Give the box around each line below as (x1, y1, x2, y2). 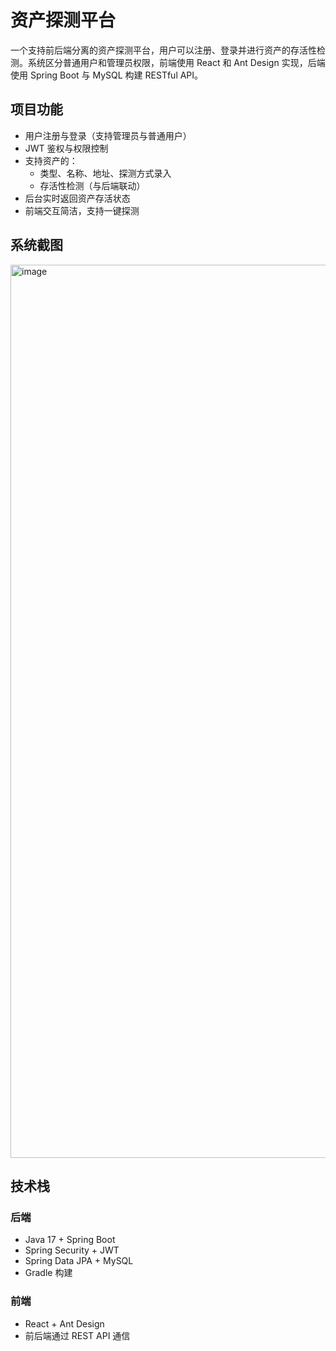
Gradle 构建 (24, 1267, 73, 1279)
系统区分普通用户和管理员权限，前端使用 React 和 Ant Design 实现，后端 (27, 56, 326, 68)
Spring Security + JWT (24, 1244, 120, 1256)
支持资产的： (24, 154, 78, 166)
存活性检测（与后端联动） (39, 179, 146, 191)
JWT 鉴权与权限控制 (24, 142, 109, 154)
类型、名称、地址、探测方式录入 (39, 167, 172, 179)
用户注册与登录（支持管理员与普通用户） (24, 129, 192, 141)
